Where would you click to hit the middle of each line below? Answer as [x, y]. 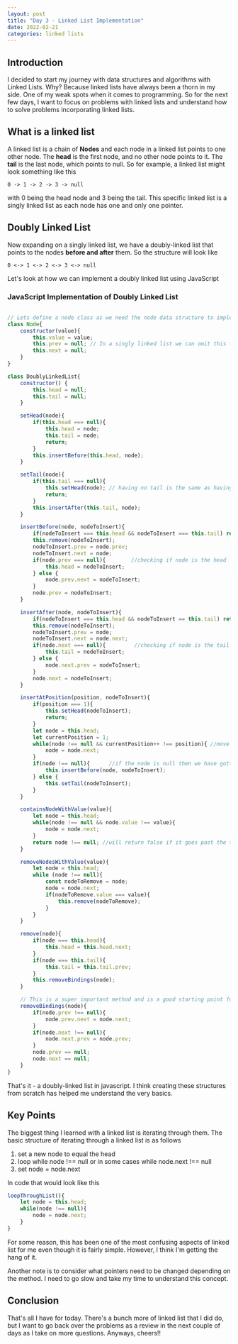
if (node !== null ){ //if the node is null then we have [125, 764]
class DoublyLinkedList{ [44, 377]
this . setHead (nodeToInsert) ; [88, 711]
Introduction [35, 62]
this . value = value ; [63, 338]
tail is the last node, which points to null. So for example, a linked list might [116, 164]
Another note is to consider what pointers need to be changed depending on [119, 1271]
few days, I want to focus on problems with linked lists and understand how [117, 102]
